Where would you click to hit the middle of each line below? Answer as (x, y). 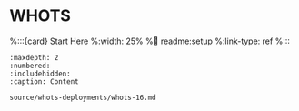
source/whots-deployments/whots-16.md (83, 97)
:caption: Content (44, 81)
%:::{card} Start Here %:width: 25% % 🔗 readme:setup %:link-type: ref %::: (150, 41)
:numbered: (30, 66)
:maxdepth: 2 (34, 57)
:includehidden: (40, 74)
